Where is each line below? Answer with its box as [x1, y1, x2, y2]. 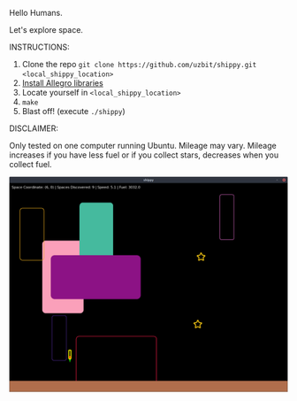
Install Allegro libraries [21, 78, 103, 88]
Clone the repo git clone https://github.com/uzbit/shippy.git [21, 59, 257, 69]
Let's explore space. [9, 25, 84, 35]
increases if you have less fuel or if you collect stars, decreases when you [9, 150, 279, 160]
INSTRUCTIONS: [9, 42, 70, 52]
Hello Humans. [9, 8, 64, 18]
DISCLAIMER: [9, 123, 59, 134]
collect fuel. [9, 159, 52, 169]
